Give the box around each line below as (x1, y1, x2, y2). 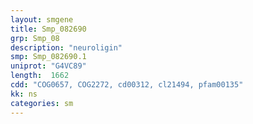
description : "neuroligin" (10, 42, 123, 53)
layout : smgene (10, 14, 74, 25)
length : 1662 (10, 71, 70, 81)
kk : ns (10, 89, 38, 99)
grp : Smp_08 (10, 33, 60, 43)
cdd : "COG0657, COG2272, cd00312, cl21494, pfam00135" (10, 80, 244, 90)
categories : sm (10, 98, 74, 108)
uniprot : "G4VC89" (10, 61, 87, 71)
